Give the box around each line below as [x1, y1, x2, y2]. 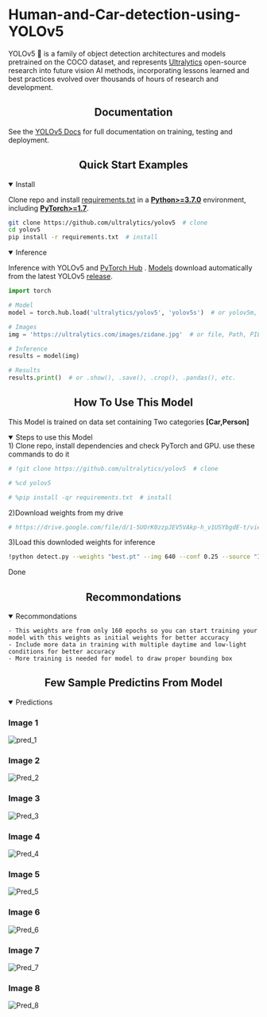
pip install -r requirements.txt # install [8, 233, 158, 242]
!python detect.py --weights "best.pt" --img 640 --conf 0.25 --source [8, 553, 250, 561]
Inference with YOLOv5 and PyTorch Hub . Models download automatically [8, 263, 253, 273]
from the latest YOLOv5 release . [8, 272, 113, 281]
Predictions [15, 697, 53, 707]
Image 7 [8, 945, 40, 956]
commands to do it [8, 449, 70, 459]
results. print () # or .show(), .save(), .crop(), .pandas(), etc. [8, 374, 237, 382]
